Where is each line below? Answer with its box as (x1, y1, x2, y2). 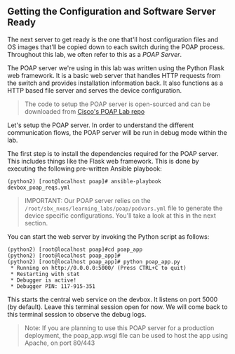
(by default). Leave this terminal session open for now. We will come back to (7, 302, 228, 311)
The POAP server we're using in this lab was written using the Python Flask (7, 63, 224, 72)
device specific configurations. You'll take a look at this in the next (24, 211, 216, 220)
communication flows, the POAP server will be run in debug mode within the (7, 128, 227, 136)
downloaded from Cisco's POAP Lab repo (24, 107, 145, 115)
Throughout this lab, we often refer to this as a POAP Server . (7, 50, 182, 58)
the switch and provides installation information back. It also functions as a (7, 79, 223, 87)
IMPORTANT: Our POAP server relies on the (24, 196, 151, 204)
